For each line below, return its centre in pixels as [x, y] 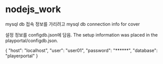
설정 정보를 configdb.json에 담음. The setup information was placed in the [81, 35]
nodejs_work [33, 9]
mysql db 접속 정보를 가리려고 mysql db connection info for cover [73, 24]
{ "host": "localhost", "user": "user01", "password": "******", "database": [81, 50]
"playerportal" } [22, 56]
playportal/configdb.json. [32, 40]
